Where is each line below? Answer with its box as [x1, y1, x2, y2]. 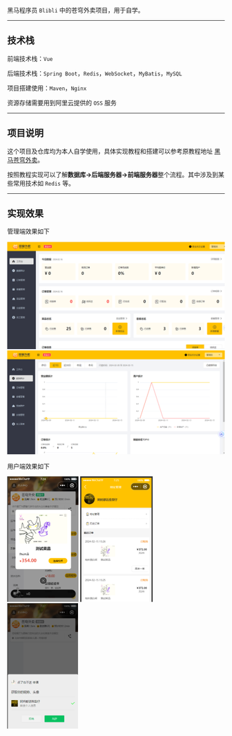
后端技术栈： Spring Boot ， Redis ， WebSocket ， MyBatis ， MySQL [7, 69, 182, 78]
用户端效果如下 [7, 463, 50, 471]
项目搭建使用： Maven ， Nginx [7, 84, 87, 92]
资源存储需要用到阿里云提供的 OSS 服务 [7, 98, 117, 107]
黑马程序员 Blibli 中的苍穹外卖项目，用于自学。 [7, 6, 144, 14]
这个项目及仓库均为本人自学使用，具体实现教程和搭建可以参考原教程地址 [7, 147, 213, 155]
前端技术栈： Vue [7, 54, 53, 62]
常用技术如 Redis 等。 [12, 179, 75, 187]
